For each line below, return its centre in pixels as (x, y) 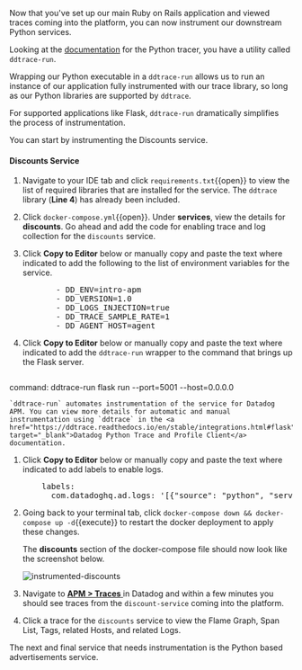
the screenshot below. (63, 559)
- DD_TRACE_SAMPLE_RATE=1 (113, 317)
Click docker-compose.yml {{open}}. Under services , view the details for (154, 217)
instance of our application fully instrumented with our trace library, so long (149, 86)
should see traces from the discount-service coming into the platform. (153, 603)
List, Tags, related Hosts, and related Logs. (102, 630)
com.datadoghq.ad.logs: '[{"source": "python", (158, 496)
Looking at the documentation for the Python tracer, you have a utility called (150, 49)
